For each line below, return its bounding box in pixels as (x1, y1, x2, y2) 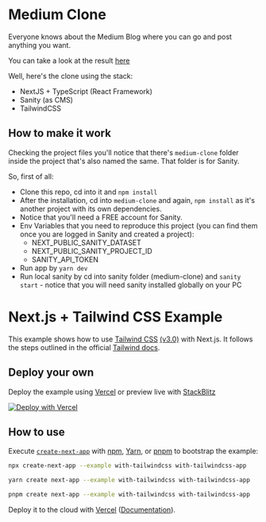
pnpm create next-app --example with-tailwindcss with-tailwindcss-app (8, 491, 250, 499)
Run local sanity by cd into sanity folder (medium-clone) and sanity (19, 271, 241, 281)
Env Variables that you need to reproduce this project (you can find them (19, 220, 258, 230)
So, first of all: (8, 171, 54, 181)
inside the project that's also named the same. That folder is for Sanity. (8, 156, 240, 166)
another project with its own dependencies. (19, 204, 162, 213)
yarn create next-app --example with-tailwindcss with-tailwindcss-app (8, 476, 250, 485)
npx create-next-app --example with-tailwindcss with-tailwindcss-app (8, 462, 247, 470)
